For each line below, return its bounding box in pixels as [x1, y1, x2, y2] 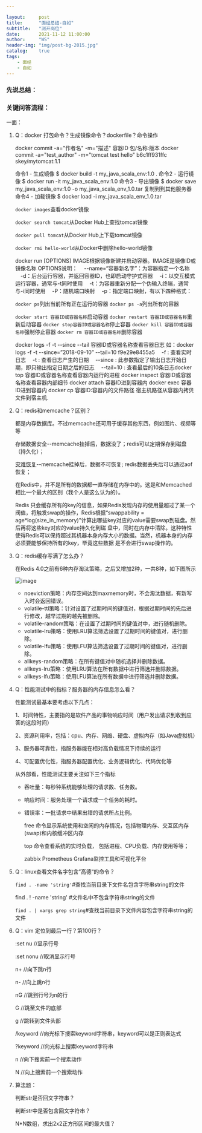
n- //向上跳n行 [14, 978, 51, 985]
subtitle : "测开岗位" [6, 25, 62, 31]
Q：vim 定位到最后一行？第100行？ [14, 927, 103, 934]
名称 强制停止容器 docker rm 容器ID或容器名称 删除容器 [14, 328, 143, 335]
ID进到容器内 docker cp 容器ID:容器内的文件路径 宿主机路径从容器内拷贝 [14, 386, 194, 393]
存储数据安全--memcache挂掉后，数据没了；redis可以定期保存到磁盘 [14, 440, 187, 447]
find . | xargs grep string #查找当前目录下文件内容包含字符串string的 [14, 906, 193, 914]
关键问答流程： [6, 103, 50, 112]
